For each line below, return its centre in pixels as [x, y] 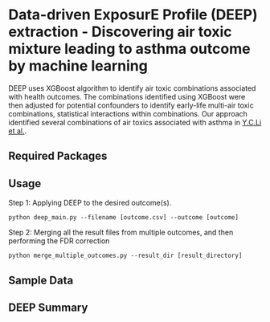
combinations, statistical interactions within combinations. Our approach [128, 113]
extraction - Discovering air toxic [120, 32]
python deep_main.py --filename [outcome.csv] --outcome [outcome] [124, 218]
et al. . [18, 131]
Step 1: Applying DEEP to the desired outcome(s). [90, 203]
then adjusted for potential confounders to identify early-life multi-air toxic [131, 105]
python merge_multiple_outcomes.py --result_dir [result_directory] [125, 256]
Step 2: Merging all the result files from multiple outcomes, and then [121, 232]
